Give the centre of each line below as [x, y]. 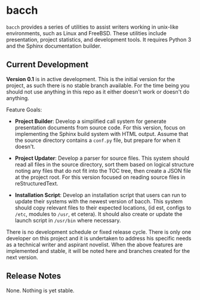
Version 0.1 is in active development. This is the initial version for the [90, 79]
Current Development [47, 65]
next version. [22, 257]
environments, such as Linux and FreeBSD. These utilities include [87, 33]
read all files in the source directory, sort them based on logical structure [104, 164]
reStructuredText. [36, 183]
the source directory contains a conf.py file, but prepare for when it [98, 140]
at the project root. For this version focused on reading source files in [100, 177]
